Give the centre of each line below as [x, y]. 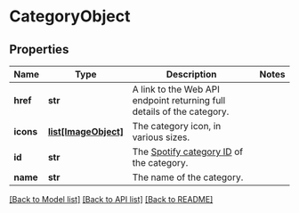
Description [191, 74]
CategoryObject [70, 16]
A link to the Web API [176, 89]
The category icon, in [177, 126]
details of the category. [181, 111]
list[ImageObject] [86, 131]
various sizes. [161, 137]
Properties [39, 49]
